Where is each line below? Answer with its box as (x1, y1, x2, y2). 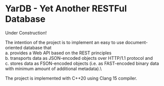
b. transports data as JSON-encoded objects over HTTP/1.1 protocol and (5, 55, 153, 61)
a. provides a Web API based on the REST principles (5, 50, 111, 56)
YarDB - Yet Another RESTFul (5, 3, 127, 14)
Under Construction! (5, 30, 47, 36)
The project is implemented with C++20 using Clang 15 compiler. (5, 75, 137, 81)
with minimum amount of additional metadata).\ (5, 65, 102, 72)
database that (23, 44, 52, 50)
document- (125, 39, 148, 45)
